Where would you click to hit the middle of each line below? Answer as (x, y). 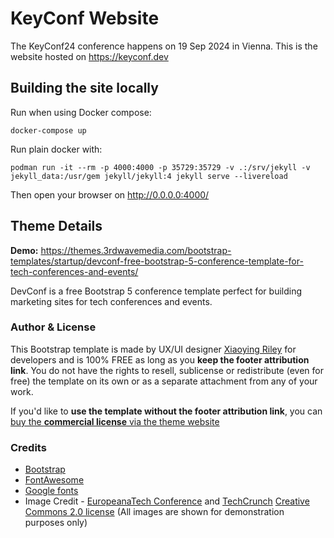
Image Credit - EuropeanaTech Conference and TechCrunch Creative (167, 501)
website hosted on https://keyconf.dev (89, 56)
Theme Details (56, 226)
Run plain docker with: (56, 149)
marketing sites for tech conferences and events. (111, 301)
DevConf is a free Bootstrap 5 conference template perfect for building (156, 291)
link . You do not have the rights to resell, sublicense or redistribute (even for (167, 370)
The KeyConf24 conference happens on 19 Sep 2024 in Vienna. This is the (164, 46)
